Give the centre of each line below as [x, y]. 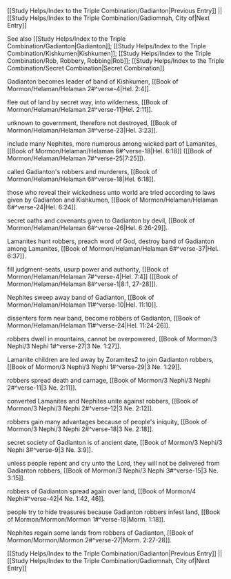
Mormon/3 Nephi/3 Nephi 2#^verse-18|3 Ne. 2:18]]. [80, 429]
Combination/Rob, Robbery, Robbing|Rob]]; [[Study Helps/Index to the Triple [116, 61]
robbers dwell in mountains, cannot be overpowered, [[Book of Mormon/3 [112, 339]
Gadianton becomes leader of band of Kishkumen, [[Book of [93, 82]
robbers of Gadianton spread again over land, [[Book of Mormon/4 [102, 491]
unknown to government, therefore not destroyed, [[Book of [92, 123]
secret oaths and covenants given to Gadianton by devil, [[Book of [101, 220]
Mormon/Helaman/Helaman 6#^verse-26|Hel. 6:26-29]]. [87, 228]
